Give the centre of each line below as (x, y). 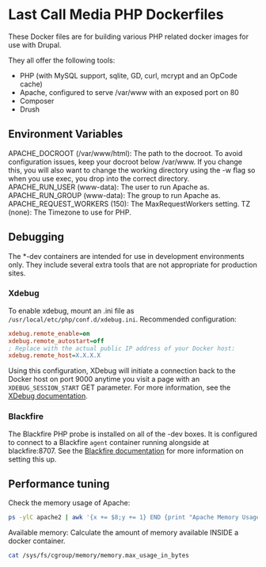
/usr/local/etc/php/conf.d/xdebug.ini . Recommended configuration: (123, 319)
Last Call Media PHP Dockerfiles (116, 15)
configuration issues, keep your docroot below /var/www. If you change (125, 162)
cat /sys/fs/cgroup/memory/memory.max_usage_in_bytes (99, 556)
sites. (17, 273)
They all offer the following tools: (62, 60)
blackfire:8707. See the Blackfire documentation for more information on (126, 451)
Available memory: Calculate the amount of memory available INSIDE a (123, 533)
